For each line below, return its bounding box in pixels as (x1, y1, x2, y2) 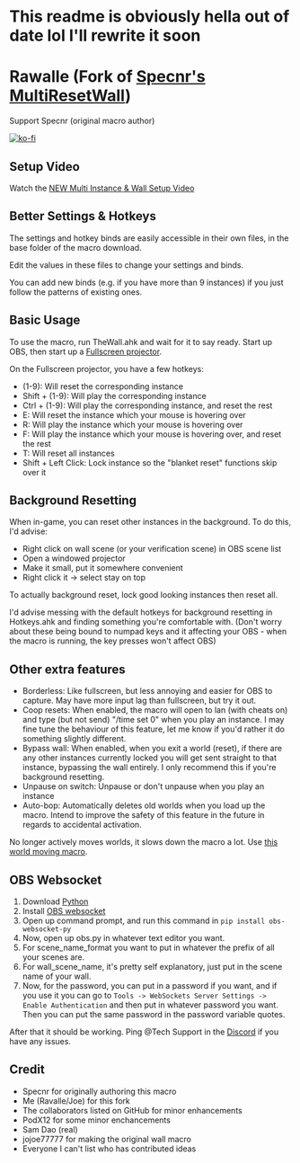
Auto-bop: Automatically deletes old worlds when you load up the (22, 800, 266, 811)
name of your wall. (22, 971, 92, 981)
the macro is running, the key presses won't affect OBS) (9, 635, 217, 646)
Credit (9, 1062, 45, 1078)
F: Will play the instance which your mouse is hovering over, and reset (22, 429, 282, 439)
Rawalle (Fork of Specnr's (9, 67, 206, 87)
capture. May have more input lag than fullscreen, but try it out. (22, 695, 257, 706)
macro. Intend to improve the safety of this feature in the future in (22, 810, 265, 821)
